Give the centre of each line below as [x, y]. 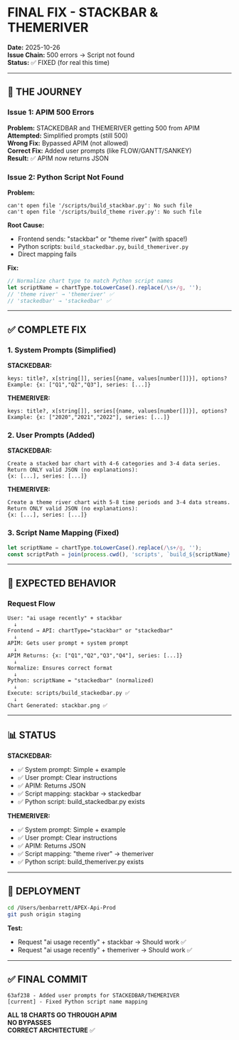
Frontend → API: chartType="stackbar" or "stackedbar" [90, 631]
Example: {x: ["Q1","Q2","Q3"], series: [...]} [79, 385]
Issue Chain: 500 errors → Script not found [71, 55]
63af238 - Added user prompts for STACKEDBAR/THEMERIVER [94, 996]
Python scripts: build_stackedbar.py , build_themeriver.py [103, 246]
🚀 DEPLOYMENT [44, 891]
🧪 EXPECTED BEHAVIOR [62, 583]
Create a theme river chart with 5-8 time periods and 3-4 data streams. [119, 503]
